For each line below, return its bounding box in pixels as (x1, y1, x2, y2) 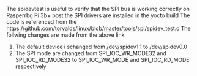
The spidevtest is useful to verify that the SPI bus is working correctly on (6, 6, 190, 12)
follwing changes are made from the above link (6, 31, 125, 39)
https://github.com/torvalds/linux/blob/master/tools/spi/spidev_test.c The (6, 25, 191, 32)
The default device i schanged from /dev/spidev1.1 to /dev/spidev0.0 (15, 43, 188, 50)
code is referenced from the (6, 18, 77, 25)
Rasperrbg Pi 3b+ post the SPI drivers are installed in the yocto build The (6, 12, 190, 19)
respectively (15, 63, 47, 70)
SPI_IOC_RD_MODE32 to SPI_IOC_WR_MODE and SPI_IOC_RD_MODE (15, 56, 190, 63)
